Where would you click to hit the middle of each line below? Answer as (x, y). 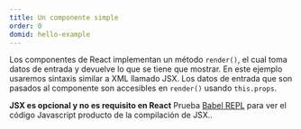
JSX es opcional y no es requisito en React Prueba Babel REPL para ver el (148, 106)
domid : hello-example (50, 34)
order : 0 (26, 26)
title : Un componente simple (64, 17)
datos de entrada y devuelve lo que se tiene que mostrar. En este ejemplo (146, 69)
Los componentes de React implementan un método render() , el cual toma (149, 60)
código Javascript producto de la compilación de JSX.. (111, 115)
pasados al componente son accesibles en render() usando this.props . (143, 88)
